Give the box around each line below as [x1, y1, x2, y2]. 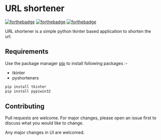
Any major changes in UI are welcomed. [5, 129, 85, 136]
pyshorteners [12, 75, 39, 80]
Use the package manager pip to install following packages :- [5, 60, 128, 66]
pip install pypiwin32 [5, 89, 51, 93]
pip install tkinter [5, 84, 47, 89]
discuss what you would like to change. [5, 120, 84, 126]
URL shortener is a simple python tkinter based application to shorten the [5, 28, 151, 34]
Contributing [5, 102, 45, 110]
